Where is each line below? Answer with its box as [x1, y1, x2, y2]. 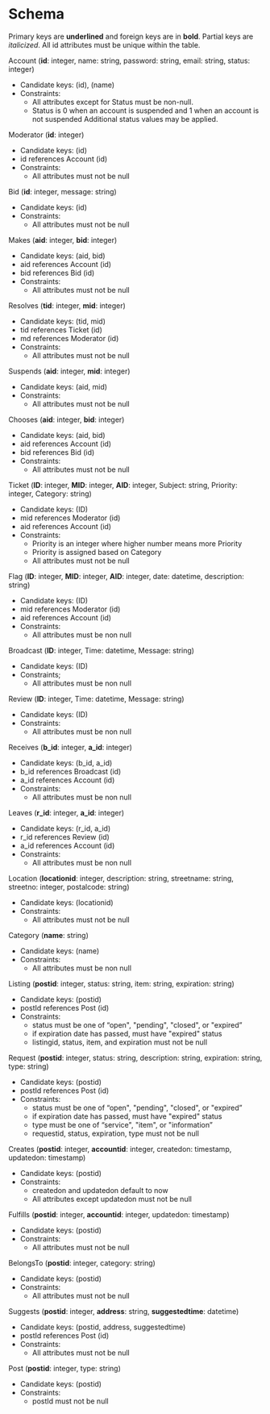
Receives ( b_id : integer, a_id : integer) [8, 742, 133, 752]
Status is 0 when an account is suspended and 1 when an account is [31, 106, 260, 115]
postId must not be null [31, 1396, 109, 1406]
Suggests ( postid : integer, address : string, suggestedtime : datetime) [8, 1306, 239, 1316]
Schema [8, 5, 64, 23]
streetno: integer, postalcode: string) [8, 882, 131, 891]
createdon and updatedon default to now [31, 1185, 168, 1195]
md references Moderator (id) [19, 333, 119, 343]
